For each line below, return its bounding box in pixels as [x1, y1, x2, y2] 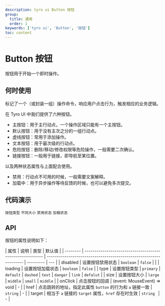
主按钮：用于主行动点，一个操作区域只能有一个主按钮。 [12, 122, 125, 127]
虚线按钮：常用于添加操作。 [12, 134, 69, 140]
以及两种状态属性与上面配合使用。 [5, 163, 75, 169]
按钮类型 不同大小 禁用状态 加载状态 [5, 210, 68, 215]
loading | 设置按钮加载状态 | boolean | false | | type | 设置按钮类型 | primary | [5, 266, 161, 272]
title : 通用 [9, 16, 33, 21]
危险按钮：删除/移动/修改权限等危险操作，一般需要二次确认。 [12, 146, 137, 152]
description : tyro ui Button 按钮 [5, 7, 75, 12]
